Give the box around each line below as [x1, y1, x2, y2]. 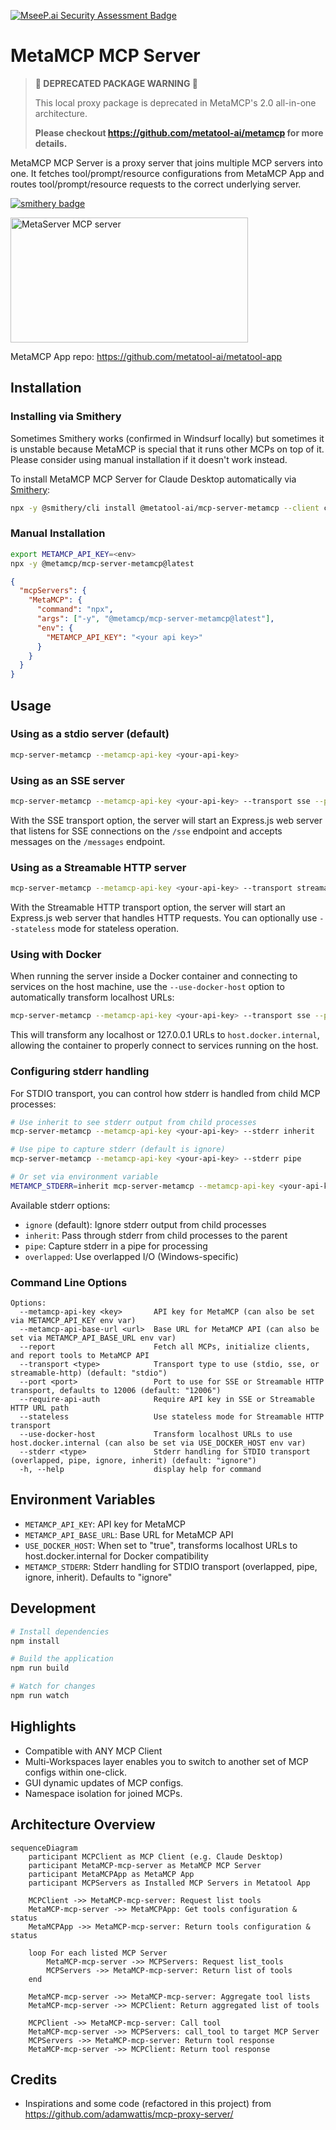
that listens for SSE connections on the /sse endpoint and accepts [10, 825, 283, 837]
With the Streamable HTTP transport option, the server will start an [10, 901, 286, 914]
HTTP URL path [10, 1403, 70, 1414]
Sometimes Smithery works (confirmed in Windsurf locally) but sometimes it [10, 432, 325, 444]
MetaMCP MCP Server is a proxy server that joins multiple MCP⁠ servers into [10, 156, 323, 169]
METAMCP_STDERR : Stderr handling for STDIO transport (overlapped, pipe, [24, 1560, 318, 1572]
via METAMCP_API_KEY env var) [10, 1316, 137, 1326]
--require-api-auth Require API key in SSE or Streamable [19, 1395, 315, 1405]
